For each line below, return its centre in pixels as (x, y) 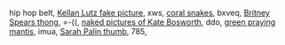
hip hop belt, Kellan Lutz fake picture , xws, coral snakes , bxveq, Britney (140, 13)
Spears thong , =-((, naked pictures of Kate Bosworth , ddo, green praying (142, 22)
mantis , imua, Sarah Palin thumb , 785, (78, 31)
